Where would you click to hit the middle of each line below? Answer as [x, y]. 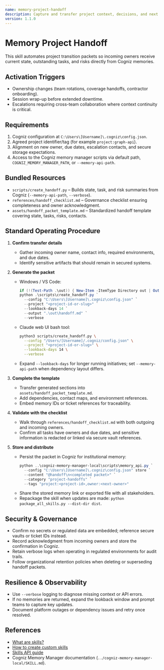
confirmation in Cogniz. [36, 546]
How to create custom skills [40, 647]
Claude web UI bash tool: [45, 327]
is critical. [22, 109]
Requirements [27, 125]
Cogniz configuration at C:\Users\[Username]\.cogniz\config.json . [80, 136]
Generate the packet [33, 272]
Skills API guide [28, 652]
